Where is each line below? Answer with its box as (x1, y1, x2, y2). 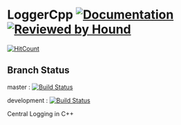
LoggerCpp (7, 7, 74, 23)
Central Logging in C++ (7, 109, 74, 117)
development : (7, 96, 48, 104)
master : (7, 83, 31, 91)
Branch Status (7, 64, 70, 76)
